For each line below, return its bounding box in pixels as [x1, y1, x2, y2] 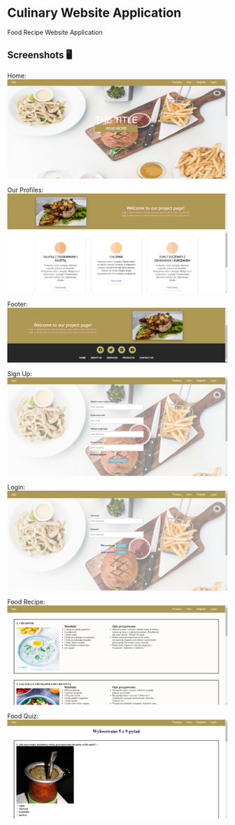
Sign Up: [7, 369, 33, 377]
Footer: [7, 300, 28, 308]
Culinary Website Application [7, 5, 182, 21]
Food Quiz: [7, 712, 39, 721]
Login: [7, 483, 26, 492]
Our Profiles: [7, 186, 44, 194]
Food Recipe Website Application [7, 28, 103, 36]
